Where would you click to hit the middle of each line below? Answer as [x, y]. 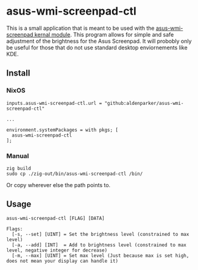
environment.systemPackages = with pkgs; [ [62, 130]
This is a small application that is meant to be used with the [80, 28]
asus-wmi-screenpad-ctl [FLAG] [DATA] [55, 218]
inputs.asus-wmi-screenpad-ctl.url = [54, 103]
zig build [19, 168]
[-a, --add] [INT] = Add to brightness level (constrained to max [99, 245]
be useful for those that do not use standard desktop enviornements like [97, 48]
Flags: [15, 229]
